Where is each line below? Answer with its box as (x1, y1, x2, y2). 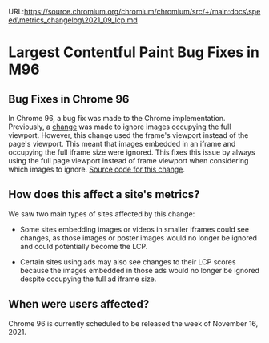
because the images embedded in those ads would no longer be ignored (19, 265, 260, 275)
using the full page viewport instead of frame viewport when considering (8, 156, 249, 165)
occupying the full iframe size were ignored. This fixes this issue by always (8, 147, 255, 157)
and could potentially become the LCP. (19, 241, 148, 251)
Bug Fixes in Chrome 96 (8, 92, 130, 106)
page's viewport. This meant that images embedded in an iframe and (8, 139, 236, 148)
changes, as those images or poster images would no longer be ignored (19, 232, 258, 243)
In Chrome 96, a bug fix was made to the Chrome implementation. (8, 114, 226, 123)
